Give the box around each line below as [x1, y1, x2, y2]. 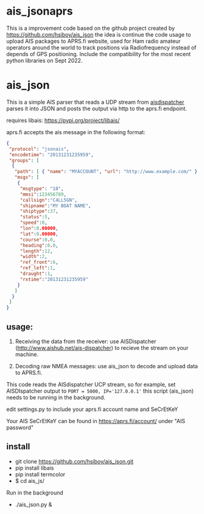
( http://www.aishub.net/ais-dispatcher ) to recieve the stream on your [15, 344, 189, 351]
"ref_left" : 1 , [19, 265, 56, 271]
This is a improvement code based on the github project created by [6, 24, 175, 32]
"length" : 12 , [19, 248, 53, 254]
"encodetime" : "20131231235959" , [9, 151, 94, 158]
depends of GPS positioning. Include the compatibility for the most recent [6, 50, 191, 57]
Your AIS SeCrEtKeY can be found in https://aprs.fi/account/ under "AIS [6, 417, 186, 424]
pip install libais [15, 464, 54, 471]
